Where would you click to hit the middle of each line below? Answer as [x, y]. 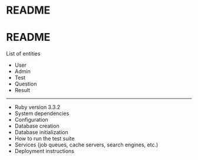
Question [26, 84]
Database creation [37, 126]
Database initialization [42, 132]
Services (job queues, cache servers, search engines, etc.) [86, 145]
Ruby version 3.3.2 [37, 107]
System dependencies [42, 113]
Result [22, 90]
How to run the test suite [44, 139]
